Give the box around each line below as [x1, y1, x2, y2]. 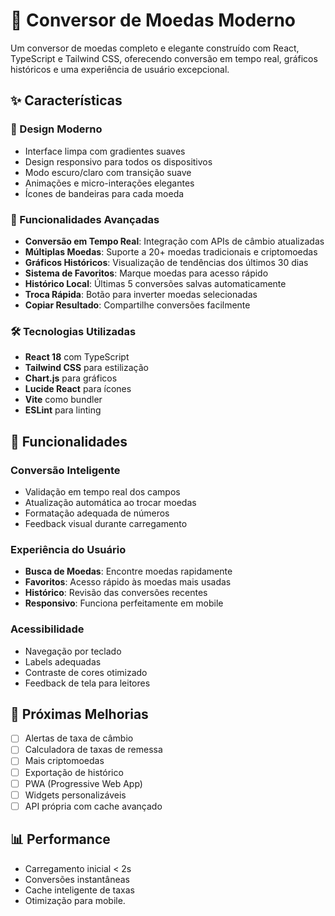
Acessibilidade [10, 622, 85, 636]
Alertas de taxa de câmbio [24, 732, 134, 744]
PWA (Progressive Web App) [24, 777, 143, 789]
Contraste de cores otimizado [24, 666, 148, 678]
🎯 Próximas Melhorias [10, 705, 149, 723]
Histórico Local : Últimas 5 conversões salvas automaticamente [24, 277, 287, 289]
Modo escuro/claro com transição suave [24, 166, 192, 178]
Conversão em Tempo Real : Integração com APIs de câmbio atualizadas [24, 235, 325, 247]
